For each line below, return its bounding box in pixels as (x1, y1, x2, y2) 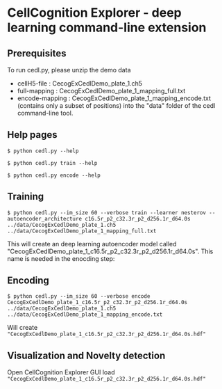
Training (7, 191, 44, 203)
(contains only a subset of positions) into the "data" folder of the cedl (17, 102, 216, 109)
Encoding (7, 275, 50, 287)
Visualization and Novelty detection (7, 349, 166, 361)
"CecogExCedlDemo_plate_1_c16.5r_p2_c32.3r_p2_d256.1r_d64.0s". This (7, 247, 214, 255)
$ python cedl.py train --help (7, 159, 98, 166)
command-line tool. (17, 109, 74, 117)
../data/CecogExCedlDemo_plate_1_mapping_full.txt (7, 228, 157, 235)
